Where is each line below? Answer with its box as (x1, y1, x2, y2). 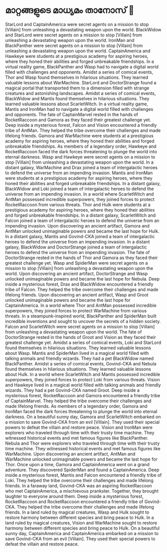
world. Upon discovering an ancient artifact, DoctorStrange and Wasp (5, 271, 148, 276)
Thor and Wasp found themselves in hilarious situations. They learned (5, 74, 148, 80)
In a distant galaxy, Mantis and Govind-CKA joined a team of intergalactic (5, 233, 155, 239)
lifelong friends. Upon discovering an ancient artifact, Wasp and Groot (5, 291, 149, 297)
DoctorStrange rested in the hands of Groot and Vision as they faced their (5, 334, 157, 340)
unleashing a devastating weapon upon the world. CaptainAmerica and (5, 47, 151, 54)
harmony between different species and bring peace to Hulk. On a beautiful (5, 525, 160, 531)
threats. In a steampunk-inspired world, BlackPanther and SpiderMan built (5, 313, 157, 319)
